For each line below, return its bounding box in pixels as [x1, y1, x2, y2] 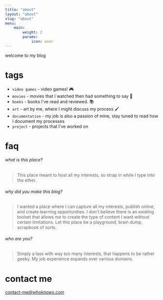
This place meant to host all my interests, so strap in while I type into [17, 172, 155, 178]
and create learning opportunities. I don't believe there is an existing [17, 209, 154, 215]
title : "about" [5, 7, 36, 12]
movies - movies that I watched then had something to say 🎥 [12, 93, 133, 99]
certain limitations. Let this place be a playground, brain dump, [17, 219, 143, 225]
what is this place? [5, 157, 43, 163]
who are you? [5, 235, 33, 241]
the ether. [17, 177, 37, 184]
